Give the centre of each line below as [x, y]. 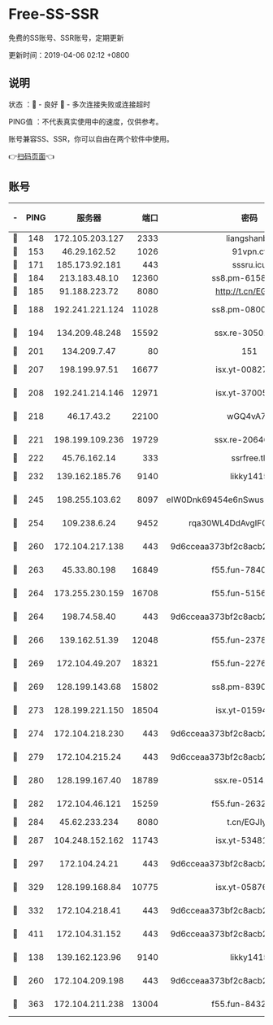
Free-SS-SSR [54, 14]
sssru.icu [249, 264]
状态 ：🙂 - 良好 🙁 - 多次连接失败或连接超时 [79, 104]
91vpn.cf [249, 251]
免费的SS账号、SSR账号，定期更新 [66, 37]
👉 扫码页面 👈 [32, 156]
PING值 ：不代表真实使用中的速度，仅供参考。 [86, 121]
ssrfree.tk [249, 458]
